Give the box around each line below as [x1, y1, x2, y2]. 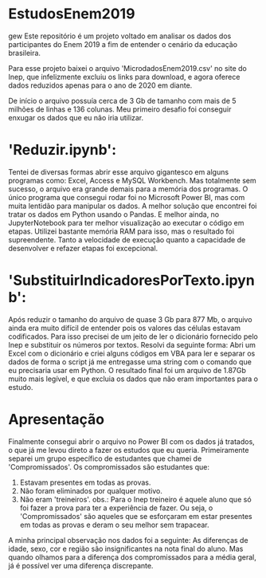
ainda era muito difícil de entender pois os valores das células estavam [8, 323, 241, 332]
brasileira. [8, 48, 41, 57]
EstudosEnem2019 [8, 5, 135, 23]
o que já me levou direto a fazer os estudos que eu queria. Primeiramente [8, 445, 249, 454]
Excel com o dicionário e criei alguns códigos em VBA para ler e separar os [8, 348, 256, 358]
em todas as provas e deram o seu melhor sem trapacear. [19, 520, 209, 529]
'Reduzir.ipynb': [8, 141, 117, 159]
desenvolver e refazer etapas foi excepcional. [8, 243, 158, 253]
